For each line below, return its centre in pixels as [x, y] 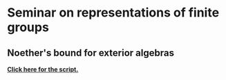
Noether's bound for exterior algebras [91, 53]
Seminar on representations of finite [113, 13]
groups [28, 27]
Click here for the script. [43, 69]
